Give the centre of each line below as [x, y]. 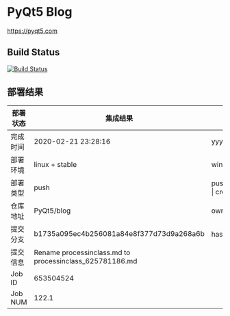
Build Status [34, 52]
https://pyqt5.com [33, 31]
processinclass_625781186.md [86, 261]
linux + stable [55, 164]
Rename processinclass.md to [82, 252]
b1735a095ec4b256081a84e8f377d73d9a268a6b [119, 233]
